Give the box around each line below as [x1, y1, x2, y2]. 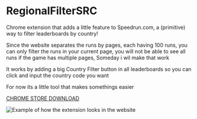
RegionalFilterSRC [6, 4, 98, 18]
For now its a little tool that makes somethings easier [6, 83, 134, 90]
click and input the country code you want [6, 72, 109, 79]
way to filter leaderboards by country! [6, 30, 99, 37]
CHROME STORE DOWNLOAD [6, 95, 80, 102]
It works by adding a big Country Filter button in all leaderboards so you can [6, 65, 192, 72]
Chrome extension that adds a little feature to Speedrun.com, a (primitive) [6, 24, 186, 31]
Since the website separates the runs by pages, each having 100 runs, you [6, 41, 188, 49]
